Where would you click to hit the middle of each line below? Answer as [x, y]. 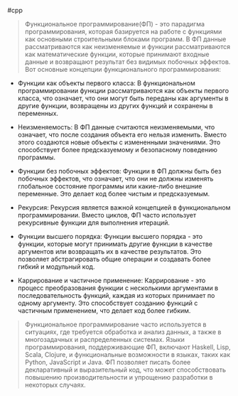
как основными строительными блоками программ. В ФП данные [125, 39]
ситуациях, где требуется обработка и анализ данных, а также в [123, 332]
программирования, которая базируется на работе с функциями [123, 32]
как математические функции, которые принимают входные [117, 54]
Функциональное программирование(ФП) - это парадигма [114, 24]
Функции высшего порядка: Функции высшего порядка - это [110, 236]
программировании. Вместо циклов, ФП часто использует [107, 215]
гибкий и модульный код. [56, 267]
